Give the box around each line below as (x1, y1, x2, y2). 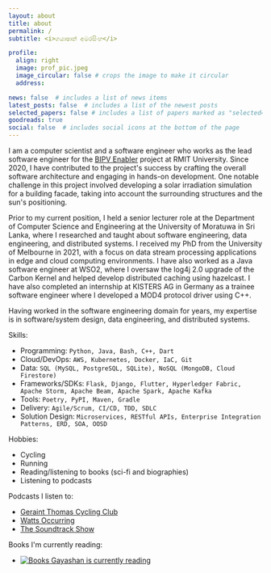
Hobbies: (8, 434, 39, 444)
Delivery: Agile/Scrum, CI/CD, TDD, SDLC (19, 403, 157, 412)
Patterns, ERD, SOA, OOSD (19, 420, 107, 428)
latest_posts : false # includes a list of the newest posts (8, 101, 219, 109)
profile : (8, 49, 38, 57)
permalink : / (8, 27, 52, 35)
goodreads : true (8, 116, 63, 124)
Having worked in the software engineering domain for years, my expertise (8, 306, 257, 315)
